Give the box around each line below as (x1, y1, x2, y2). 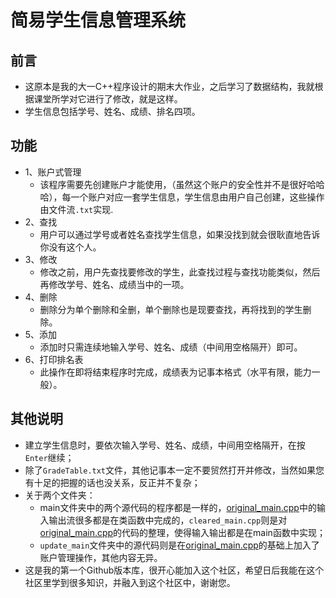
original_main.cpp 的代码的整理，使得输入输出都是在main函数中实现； (39, 526, 326, 538)
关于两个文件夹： (24, 489, 96, 501)
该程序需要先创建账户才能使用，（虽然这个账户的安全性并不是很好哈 (39, 178, 317, 190)
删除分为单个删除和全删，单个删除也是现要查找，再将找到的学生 (39, 303, 303, 315)
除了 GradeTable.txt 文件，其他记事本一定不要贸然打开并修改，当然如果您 (24, 464, 325, 476)
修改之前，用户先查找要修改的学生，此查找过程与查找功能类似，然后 (39, 266, 321, 278)
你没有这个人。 (39, 241, 102, 253)
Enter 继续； (24, 451, 75, 463)
